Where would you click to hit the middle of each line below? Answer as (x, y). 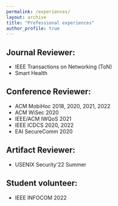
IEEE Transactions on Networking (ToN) (63, 67)
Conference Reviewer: (49, 92)
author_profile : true (33, 28)
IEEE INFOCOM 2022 (41, 198)
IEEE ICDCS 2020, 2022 (44, 125)
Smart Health (31, 73)
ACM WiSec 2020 (37, 112)
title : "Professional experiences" (50, 23)
